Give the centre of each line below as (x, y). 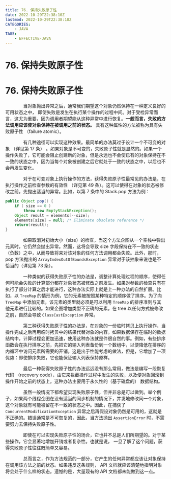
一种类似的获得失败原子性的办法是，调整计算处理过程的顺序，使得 (92, 277)
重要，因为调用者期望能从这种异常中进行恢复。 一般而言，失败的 (94, 119)
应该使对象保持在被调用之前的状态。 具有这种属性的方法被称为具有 (88, 125)
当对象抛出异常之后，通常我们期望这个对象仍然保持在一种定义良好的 (94, 106)
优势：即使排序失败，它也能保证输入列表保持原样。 (59, 358)
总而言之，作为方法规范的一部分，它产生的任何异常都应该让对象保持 (94, 459)
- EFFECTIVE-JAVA (33, 39)
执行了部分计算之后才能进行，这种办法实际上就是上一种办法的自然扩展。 (81, 289)
